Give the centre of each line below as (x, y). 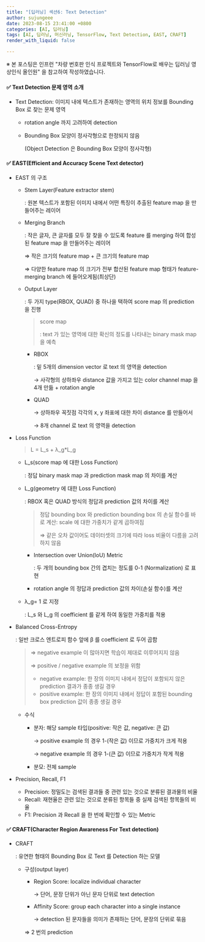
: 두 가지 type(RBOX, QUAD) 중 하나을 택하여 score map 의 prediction (109, 302)
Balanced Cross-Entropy (46, 627)
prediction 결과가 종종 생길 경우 (78, 686)
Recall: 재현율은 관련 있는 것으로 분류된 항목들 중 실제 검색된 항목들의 (107, 800)
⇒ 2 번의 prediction (49, 932)
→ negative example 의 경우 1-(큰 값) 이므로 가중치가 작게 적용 (109, 754)
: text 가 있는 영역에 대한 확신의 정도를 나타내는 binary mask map (118, 334)
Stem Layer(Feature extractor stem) (69, 190)
